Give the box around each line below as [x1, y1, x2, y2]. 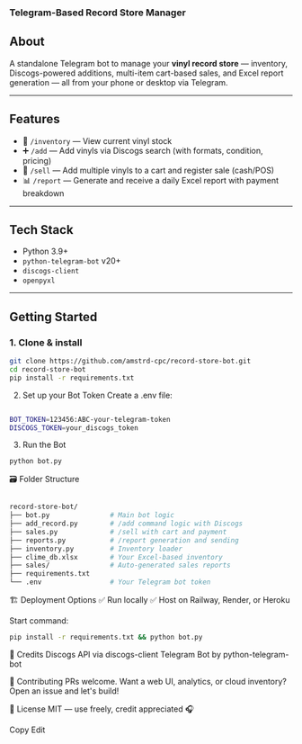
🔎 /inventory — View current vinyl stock [22, 135, 173, 146]
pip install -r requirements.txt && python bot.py [9, 632, 203, 642]
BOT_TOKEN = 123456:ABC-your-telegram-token [9, 415, 171, 424]
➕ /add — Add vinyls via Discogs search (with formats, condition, [22, 145, 263, 156]
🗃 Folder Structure [9, 474, 80, 485]
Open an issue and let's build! [9, 686, 120, 696]
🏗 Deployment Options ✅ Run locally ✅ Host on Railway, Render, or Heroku [9, 595, 290, 605]
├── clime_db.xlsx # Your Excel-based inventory [9, 552, 223, 561]
